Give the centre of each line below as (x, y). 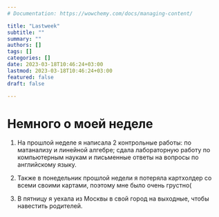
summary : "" (24, 39)
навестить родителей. (50, 206)
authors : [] (24, 45)
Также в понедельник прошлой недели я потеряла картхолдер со (114, 178)
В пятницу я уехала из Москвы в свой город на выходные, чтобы (113, 199)
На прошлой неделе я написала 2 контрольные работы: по (104, 143)
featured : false (30, 77)
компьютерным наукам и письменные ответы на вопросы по (108, 157)
